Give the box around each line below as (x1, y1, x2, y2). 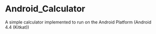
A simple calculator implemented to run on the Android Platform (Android (5, 19, 152, 25)
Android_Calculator (5, 3, 85, 14)
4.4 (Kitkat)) (5, 24, 29, 30)
